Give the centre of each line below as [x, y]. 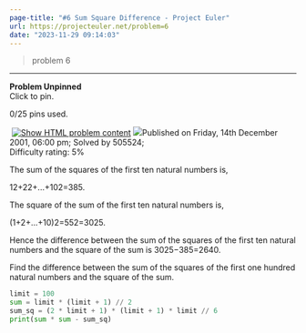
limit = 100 [32, 294]
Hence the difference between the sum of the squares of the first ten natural [153, 240]
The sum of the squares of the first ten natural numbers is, [119, 170]
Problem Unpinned [46, 86]
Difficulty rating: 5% [47, 152]
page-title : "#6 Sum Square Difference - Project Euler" [120, 18]
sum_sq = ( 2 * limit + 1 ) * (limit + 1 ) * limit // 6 [114, 311]
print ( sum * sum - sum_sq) [61, 319]
